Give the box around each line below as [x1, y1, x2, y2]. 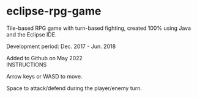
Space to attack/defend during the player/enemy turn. [6, 84, 143, 92]
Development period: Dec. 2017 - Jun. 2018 [6, 43, 116, 50]
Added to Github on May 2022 [6, 54, 83, 61]
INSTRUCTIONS [6, 61, 47, 68]
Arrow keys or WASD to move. [6, 72, 83, 80]
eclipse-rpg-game [6, 4, 102, 18]
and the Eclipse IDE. [6, 30, 57, 38]
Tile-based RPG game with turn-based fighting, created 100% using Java [6, 24, 191, 32]
